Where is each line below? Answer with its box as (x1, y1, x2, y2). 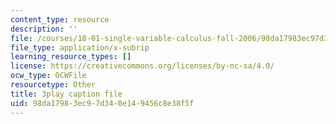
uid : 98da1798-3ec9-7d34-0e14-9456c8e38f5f (10, 98, 195, 108)
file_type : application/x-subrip (10, 42, 150, 53)
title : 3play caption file (10, 89, 123, 99)
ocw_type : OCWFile (10, 71, 87, 81)
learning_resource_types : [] (10, 52, 132, 62)
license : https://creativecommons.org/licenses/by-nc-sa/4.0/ (10, 61, 275, 71)
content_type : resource (10, 14, 110, 25)
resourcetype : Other (10, 80, 97, 90)
